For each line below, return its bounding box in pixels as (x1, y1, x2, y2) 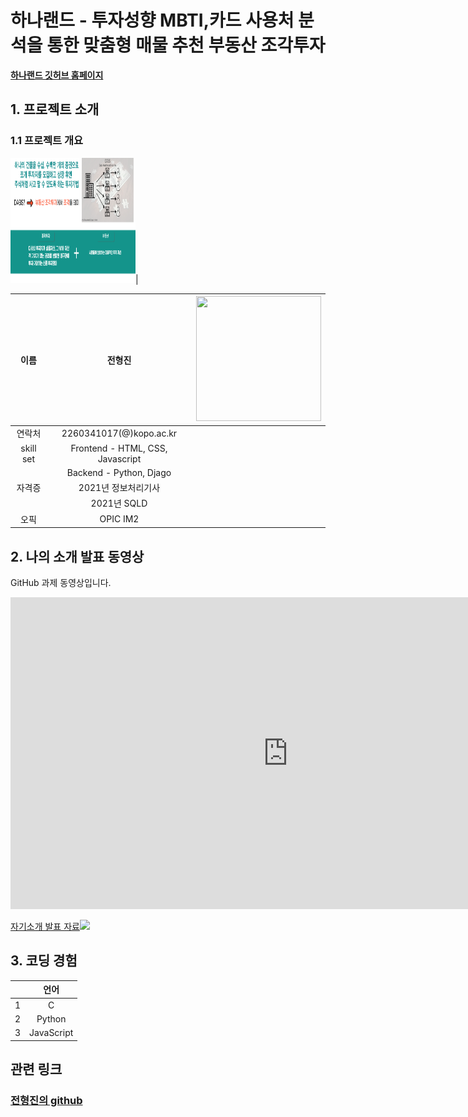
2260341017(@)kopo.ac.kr (61, 427, 178, 439)
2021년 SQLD (90, 497, 148, 510)
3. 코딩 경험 (10, 952, 78, 970)
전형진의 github (10, 1093, 83, 1107)
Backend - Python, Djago (66, 466, 172, 478)
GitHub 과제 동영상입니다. (10, 576, 112, 588)
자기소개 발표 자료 (10, 920, 80, 932)
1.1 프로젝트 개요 (10, 134, 84, 148)
